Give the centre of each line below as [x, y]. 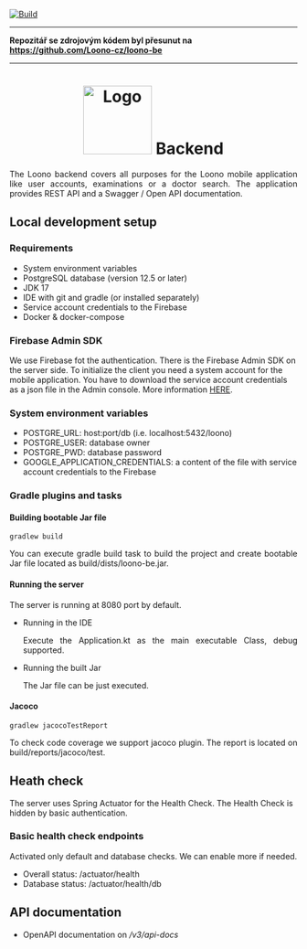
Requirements [42, 249]
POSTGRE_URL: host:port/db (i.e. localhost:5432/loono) [127, 433]
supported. [43, 650]
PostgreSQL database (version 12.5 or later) [105, 278]
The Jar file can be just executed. [85, 685]
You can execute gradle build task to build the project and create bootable [153, 554]
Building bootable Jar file [58, 517]
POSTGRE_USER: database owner [86, 443]
